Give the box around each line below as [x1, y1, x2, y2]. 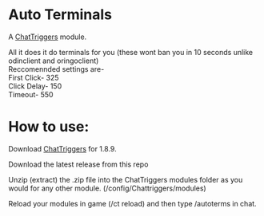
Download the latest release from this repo [8, 159, 149, 169]
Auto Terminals [8, 6, 113, 24]
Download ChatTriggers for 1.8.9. [8, 143, 118, 153]
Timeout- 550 [8, 89, 54, 99]
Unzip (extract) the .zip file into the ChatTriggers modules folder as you [8, 175, 243, 184]
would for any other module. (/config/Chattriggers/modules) [8, 183, 206, 193]
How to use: [8, 118, 90, 136]
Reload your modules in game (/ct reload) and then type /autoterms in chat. [8, 198, 258, 208]
